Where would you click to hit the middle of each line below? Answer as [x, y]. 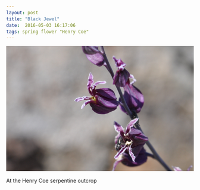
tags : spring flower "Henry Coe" [48, 32]
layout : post [22, 13]
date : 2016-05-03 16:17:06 [41, 25]
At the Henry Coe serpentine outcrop [51, 180]
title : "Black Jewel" [33, 19]
